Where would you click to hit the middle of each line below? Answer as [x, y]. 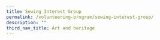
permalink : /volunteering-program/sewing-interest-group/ [80, 17]
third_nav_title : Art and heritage [51, 28]
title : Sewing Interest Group [44, 11]
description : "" [26, 22]
